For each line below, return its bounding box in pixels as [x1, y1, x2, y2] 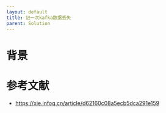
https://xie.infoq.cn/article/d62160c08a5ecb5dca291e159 [15, 99, 160, 107]
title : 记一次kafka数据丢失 [6, 15, 71, 21]
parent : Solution [6, 20, 51, 26]
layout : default [6, 9, 48, 15]
